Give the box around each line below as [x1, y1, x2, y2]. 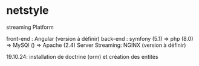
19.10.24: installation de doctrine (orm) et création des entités [6, 53, 158, 60]
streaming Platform [6, 23, 54, 31]
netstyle [6, 4, 49, 17]
